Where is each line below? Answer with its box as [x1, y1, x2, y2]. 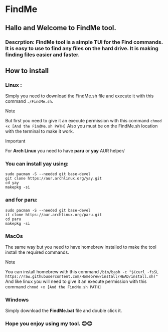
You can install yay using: [5, 160, 69, 168]
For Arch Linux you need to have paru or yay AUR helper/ [5, 148, 125, 154]
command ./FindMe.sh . [5, 98, 54, 104]
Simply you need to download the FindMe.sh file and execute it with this [5, 93, 154, 99]
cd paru [5, 217, 22, 222]
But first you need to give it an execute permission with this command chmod [5, 118, 162, 124]
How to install [5, 66, 49, 75]
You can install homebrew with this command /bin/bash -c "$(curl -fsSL [5, 269, 159, 275]
